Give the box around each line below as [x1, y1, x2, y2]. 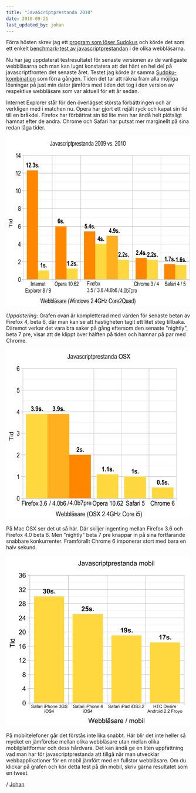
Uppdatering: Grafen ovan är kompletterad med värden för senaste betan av [6, 312, 191, 319]
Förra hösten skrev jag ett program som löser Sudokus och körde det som [6, 39, 185, 46]
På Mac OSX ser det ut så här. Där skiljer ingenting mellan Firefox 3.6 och [6, 525, 183, 532]
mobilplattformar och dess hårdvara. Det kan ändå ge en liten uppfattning [6, 745, 184, 752]
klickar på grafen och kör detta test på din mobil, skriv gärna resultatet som [6, 763, 188, 771]
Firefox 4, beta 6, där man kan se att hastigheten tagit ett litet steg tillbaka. [6, 318, 186, 326]
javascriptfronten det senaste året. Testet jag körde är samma [6, 69, 155, 76]
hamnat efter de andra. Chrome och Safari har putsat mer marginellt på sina [6, 118, 190, 125]
